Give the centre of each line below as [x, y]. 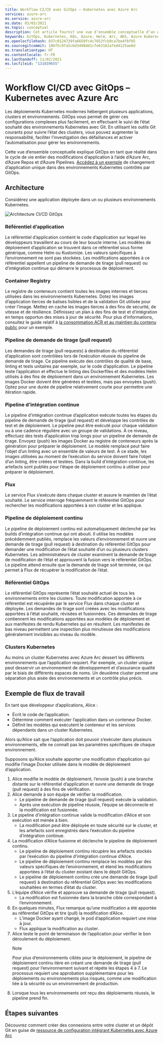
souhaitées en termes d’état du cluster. [58, 888]
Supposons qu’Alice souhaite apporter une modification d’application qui [77, 759]
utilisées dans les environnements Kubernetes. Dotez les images [70, 296]
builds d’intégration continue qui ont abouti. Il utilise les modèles [69, 534]
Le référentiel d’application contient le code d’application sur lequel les [76, 237]
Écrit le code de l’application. [41, 715]
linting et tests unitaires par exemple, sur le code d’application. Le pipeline [79, 366]
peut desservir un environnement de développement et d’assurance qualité [80, 668]
